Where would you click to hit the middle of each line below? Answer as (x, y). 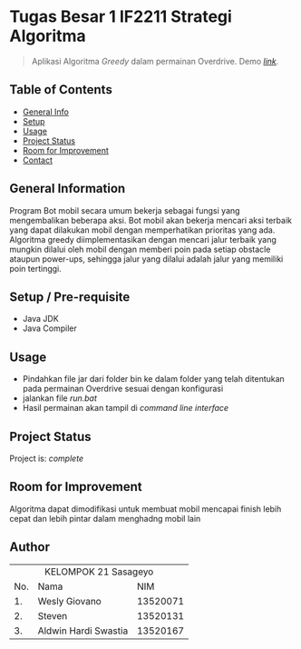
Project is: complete (47, 458)
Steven (53, 615)
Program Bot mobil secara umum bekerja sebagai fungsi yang (125, 210)
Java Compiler (49, 328)
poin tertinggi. (35, 268)
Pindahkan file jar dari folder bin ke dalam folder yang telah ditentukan (154, 379)
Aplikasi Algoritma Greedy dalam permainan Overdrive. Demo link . (155, 61)
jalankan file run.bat (60, 398)
